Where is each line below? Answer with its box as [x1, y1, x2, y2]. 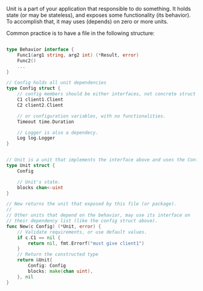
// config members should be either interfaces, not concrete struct [17, 91, 196, 97]
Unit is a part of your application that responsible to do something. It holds [6, 5, 192, 12]
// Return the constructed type [17, 251, 98, 258]
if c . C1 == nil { [17, 234, 61, 240]
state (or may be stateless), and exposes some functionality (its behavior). [6, 11, 192, 19]
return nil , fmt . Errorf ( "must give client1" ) [28, 240, 145, 246]
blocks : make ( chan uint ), [28, 268, 94, 274]
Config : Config [28, 263, 66, 269]
